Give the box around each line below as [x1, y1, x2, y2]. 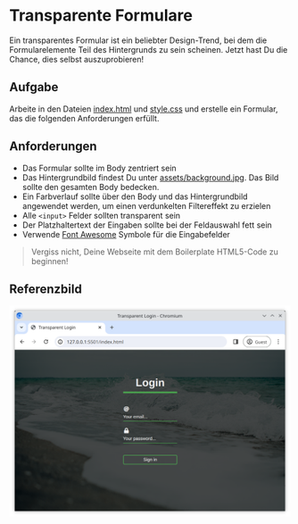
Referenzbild [9, 281, 82, 296]
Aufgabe [9, 79, 59, 95]
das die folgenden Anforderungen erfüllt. [9, 112, 160, 123]
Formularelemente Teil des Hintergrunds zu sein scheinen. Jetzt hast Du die [9, 44, 288, 54]
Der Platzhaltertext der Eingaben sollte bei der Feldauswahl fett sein [21, 220, 272, 230]
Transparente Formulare [9, 5, 194, 26]
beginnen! [30, 255, 69, 266]
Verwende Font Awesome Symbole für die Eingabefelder [21, 229, 230, 239]
